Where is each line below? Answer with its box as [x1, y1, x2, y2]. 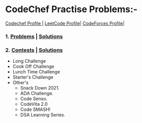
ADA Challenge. [20, 90, 53, 97]
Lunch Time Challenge [12, 69, 60, 75]
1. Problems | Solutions [5, 33, 63, 40]
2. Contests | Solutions [5, 47, 63, 54]
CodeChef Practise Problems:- [5, 4, 138, 15]
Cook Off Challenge [12, 63, 54, 69]
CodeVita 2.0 [20, 101, 48, 107]
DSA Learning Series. [20, 112, 65, 118]
